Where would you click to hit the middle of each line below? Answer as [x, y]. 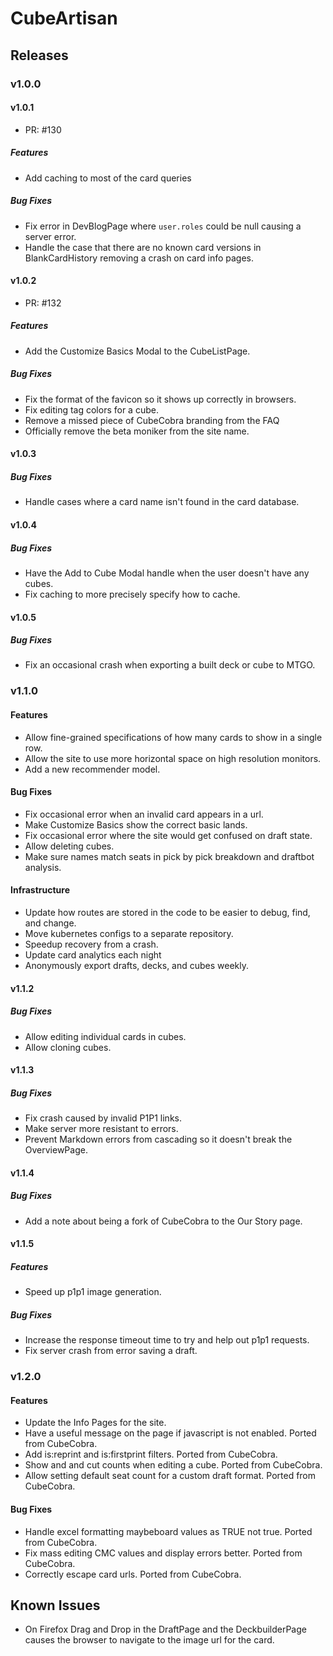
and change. [50, 923]
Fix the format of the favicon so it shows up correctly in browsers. [160, 399]
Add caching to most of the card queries [108, 178]
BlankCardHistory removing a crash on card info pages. [139, 258]
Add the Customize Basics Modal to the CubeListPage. [137, 351]
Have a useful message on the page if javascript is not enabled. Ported [170, 1433]
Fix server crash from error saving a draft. [111, 1351]
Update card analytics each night [93, 955]
